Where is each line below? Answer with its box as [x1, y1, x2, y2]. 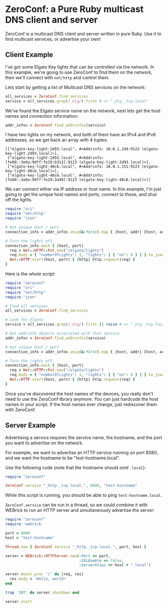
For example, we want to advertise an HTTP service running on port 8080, [5, 449, 158, 455]
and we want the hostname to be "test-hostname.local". [5, 455, 120, 461]
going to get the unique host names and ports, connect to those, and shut [5, 191, 157, 197]
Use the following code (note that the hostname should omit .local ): [5, 464, 146, 470]
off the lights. [5, 197, 32, 203]
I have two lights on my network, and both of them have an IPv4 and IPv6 [5, 132, 156, 138]
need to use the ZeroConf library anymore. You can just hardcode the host [5, 396, 158, 402]
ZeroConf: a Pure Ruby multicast [5, 4, 144, 15]
